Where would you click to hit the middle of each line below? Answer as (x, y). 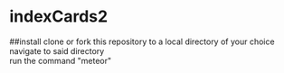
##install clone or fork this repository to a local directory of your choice (142, 41)
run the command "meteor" (61, 60)
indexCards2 (59, 17)
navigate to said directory (57, 50)
